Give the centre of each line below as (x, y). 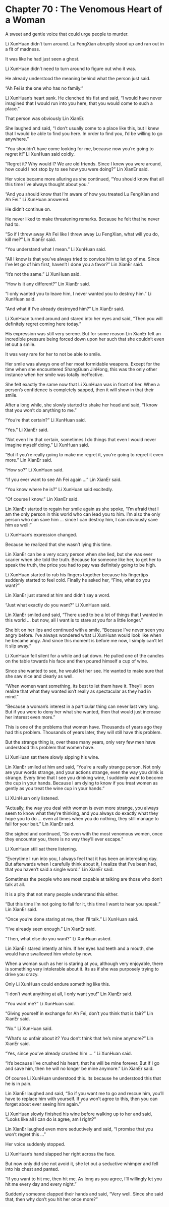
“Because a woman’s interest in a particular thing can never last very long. (82, 706)
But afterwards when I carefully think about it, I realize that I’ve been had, (81, 864)
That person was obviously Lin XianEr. (45, 118)
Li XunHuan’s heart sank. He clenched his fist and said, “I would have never (84, 98)
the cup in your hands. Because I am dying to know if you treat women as (81, 783)
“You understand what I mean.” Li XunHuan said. (56, 249)
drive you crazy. (22, 974)
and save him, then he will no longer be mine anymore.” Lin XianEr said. (79, 1068)
